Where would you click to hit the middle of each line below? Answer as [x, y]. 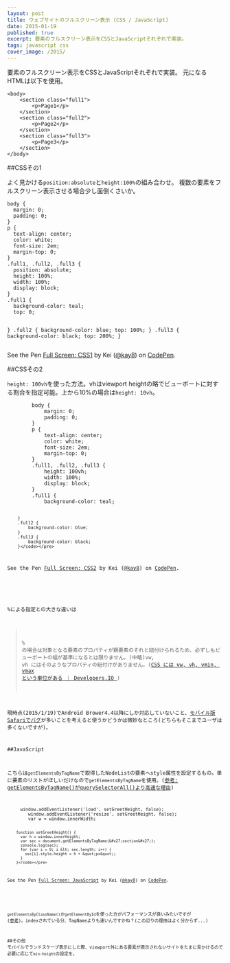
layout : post [26, 13]
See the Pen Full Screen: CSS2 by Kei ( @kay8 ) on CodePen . [93, 568]
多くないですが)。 [29, 727]
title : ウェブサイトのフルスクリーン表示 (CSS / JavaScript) [88, 20]
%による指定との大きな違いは [42, 610]
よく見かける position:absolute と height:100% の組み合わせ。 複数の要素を [111, 182]
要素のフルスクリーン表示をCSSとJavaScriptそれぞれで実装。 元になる [107, 72]
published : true [30, 33]
